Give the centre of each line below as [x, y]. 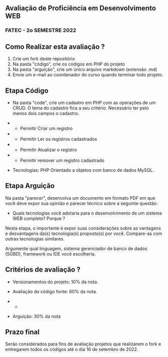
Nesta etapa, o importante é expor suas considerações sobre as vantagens [83, 228]
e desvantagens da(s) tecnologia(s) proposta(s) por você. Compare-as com [84, 233]
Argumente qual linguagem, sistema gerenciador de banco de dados [76, 249]
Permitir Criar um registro [46, 128]
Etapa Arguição [30, 186]
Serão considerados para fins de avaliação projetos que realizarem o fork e [83, 344]
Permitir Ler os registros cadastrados [58, 139]
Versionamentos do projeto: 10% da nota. [55, 282]
